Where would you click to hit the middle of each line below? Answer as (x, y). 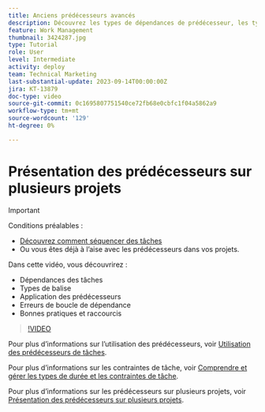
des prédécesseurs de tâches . (58, 352)
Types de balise (45, 288)
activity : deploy (37, 67)
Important (24, 210)
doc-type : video (35, 96)
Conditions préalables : (46, 225)
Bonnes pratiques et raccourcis (71, 313)
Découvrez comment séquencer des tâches (91, 241)
